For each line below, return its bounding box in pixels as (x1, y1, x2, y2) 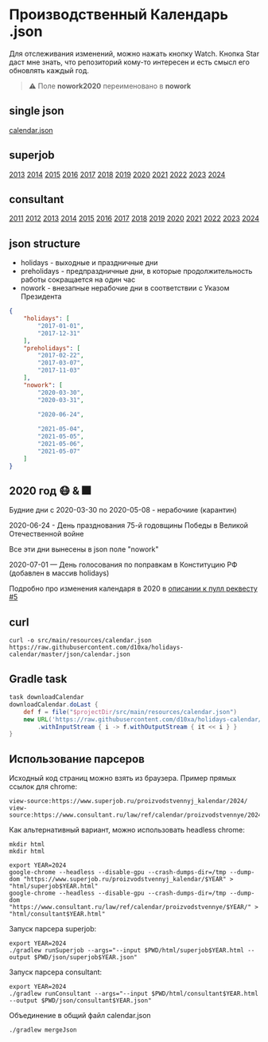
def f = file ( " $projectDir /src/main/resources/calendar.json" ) (23, 708, 238, 716)
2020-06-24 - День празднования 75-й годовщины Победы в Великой (9, 521, 249, 530)
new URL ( (23, 715, 52, 724)
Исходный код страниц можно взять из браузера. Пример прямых (9, 774, 237, 783)
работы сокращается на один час (20, 275, 136, 284)
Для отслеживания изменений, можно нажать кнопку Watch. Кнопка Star (9, 49, 260, 58)
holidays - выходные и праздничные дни (20, 258, 158, 267)
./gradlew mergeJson (9, 1026, 78, 1034)
